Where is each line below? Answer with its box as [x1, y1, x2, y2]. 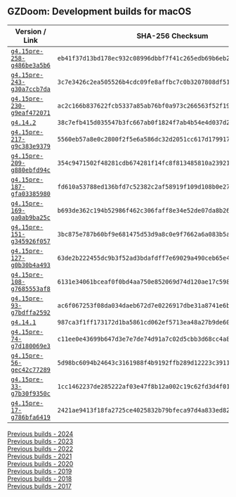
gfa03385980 [11, 189, 51, 198]
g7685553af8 [11, 284, 51, 293]
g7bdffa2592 [11, 308, 51, 316]
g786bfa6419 [11, 413, 51, 421]
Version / [15, 26, 47, 36]
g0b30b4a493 [11, 260, 51, 269]
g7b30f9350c [11, 389, 51, 397]
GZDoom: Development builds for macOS [7, 6, 192, 18]
